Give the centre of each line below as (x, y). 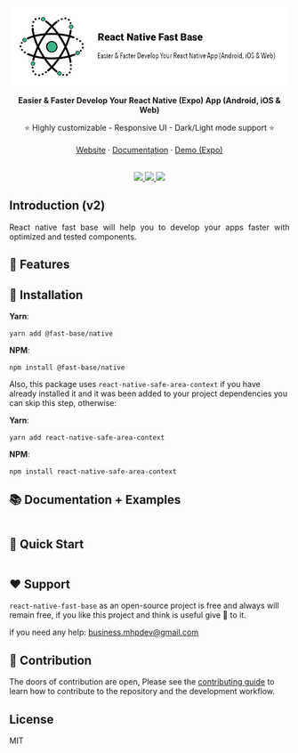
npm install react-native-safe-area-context (93, 471)
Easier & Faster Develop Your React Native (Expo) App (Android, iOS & (149, 100)
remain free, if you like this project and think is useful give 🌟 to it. (128, 615)
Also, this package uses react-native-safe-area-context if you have (135, 384)
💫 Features (40, 265)
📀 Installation (46, 295)
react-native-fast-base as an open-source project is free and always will (144, 606)
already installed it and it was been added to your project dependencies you (149, 393)
